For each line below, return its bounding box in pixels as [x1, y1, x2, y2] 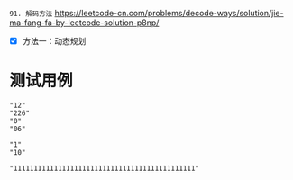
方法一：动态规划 [22, 36, 87, 46]
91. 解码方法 [9, 9, 53, 18]
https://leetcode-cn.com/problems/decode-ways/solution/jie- [54, 8, 284, 18]
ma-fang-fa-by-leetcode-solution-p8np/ [9, 17, 160, 28]
